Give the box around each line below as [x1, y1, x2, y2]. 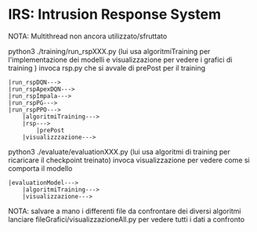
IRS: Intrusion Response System [8, 5, 222, 24]
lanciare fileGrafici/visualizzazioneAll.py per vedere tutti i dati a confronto [8, 214, 245, 224]
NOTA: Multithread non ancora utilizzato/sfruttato [8, 31, 168, 41]
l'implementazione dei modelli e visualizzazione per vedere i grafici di [8, 55, 233, 64]
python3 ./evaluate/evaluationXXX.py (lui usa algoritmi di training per [8, 147, 231, 156]
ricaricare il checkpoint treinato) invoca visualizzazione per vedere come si [8, 155, 251, 165]
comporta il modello [8, 163, 73, 173]
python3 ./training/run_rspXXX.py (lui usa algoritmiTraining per [8, 46, 211, 56]
